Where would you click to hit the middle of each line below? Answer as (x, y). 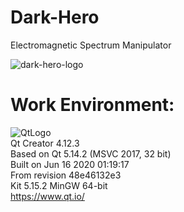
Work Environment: (92, 105)
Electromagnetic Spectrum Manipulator (91, 45)
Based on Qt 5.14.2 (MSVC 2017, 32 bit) (91, 153)
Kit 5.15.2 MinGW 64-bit (59, 185)
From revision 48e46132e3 (66, 175)
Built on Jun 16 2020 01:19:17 (70, 164)
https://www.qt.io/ (47, 196)
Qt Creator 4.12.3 (45, 143)
